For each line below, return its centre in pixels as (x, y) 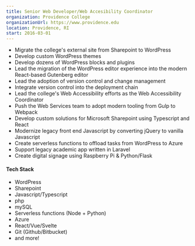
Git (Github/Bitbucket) (41, 232)
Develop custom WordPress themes (58, 56)
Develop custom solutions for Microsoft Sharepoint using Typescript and (102, 118)
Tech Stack (20, 169)
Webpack (26, 112)
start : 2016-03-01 (28, 33)
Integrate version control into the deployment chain (76, 87)
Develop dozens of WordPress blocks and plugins (75, 63)
